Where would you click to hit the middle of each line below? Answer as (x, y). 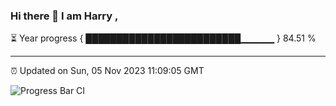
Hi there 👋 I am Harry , (64, 16)
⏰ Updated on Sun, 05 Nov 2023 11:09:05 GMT (107, 71)
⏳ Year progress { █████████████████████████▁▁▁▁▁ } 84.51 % (163, 38)
